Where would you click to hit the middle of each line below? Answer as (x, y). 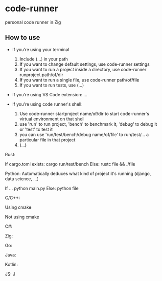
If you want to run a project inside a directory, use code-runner (83, 69)
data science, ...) (22, 179)
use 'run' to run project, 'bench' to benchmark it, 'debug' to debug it (88, 124)
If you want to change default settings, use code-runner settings (85, 64)
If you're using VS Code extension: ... (50, 94)
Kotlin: (12, 264)
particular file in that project (47, 140)
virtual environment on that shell (52, 119)
